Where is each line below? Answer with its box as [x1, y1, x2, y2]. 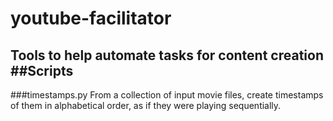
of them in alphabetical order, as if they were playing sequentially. [10, 100, 282, 111]
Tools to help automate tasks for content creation [10, 47, 324, 64]
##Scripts [10, 62, 74, 79]
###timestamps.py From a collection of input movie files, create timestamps [10, 89, 324, 101]
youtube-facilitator [10, 7, 172, 30]
